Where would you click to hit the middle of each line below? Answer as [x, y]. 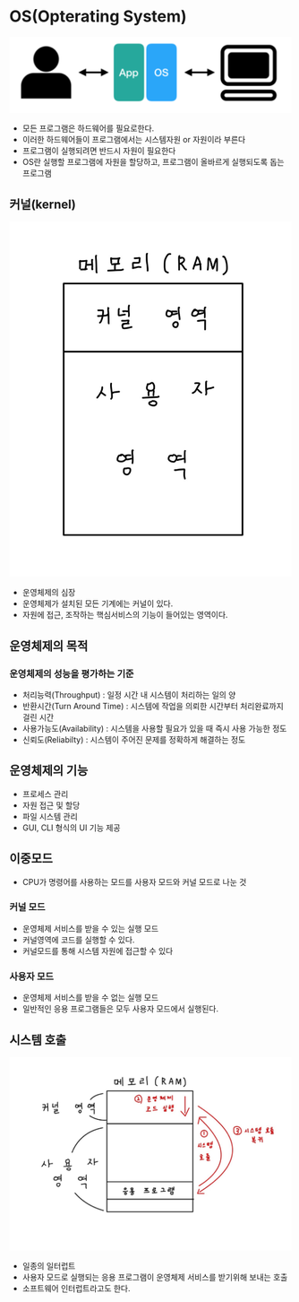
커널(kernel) [43, 204]
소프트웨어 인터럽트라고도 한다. [77, 1288]
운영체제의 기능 [49, 771]
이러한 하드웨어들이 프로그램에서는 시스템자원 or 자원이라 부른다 [134, 140]
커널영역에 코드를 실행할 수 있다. [78, 940]
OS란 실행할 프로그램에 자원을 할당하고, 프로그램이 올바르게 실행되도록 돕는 [153, 162]
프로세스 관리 [45, 794]
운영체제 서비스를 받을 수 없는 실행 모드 [90, 998]
